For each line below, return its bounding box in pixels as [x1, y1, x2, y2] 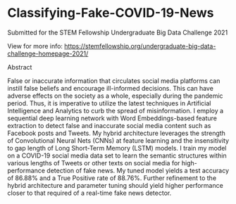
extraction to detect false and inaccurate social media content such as [7, 121, 211, 129]
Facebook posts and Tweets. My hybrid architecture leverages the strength [7, 129, 225, 137]
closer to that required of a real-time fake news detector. [7, 189, 172, 197]
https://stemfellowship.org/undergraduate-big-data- [64, 42, 216, 50]
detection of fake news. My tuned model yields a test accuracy [46, 166, 230, 174]
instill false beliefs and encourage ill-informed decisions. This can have [7, 84, 213, 92]
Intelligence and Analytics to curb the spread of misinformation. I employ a [7, 106, 224, 115]
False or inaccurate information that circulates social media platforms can [7, 76, 221, 85]
